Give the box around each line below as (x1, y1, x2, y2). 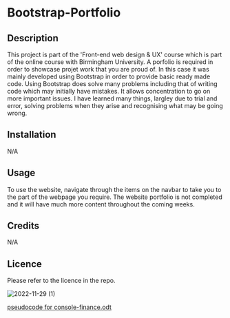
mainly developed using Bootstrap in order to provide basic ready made (7, 72, 211, 81)
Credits (7, 220, 40, 232)
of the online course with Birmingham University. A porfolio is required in (7, 58, 213, 66)
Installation (7, 129, 56, 140)
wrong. (7, 109, 28, 117)
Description (7, 32, 59, 44)
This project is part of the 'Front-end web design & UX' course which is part (7, 50, 222, 59)
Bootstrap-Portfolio (7, 5, 121, 21)
